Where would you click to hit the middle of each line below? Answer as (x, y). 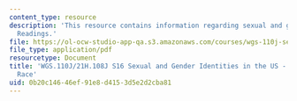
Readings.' (37, 33)
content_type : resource (53, 17)
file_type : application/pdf (61, 50)
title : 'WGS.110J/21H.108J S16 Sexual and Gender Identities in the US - (148, 67)
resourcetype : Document (53, 58)
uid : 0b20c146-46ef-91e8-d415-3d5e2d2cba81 (91, 83)
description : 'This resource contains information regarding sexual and (146, 25)
